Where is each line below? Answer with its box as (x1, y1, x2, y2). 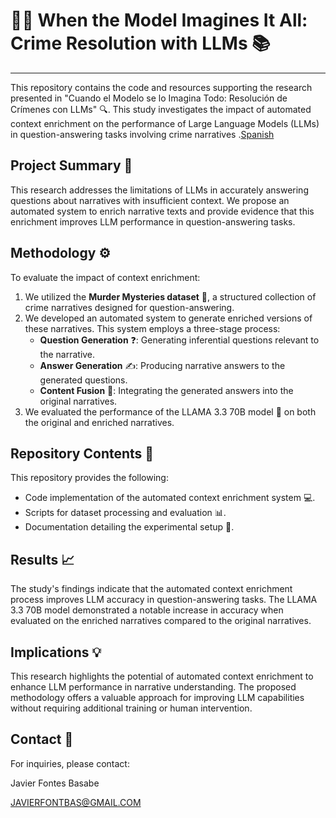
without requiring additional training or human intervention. (10, 702, 253, 714)
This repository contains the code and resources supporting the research (10, 81, 313, 93)
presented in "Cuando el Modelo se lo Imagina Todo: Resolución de (10, 92, 288, 104)
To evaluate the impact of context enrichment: (10, 271, 201, 283)
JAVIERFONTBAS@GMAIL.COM (10, 796, 142, 808)
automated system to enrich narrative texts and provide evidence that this (10, 205, 315, 217)
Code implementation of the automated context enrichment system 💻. (24, 492, 316, 504)
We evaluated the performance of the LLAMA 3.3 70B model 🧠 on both (24, 405, 317, 418)
